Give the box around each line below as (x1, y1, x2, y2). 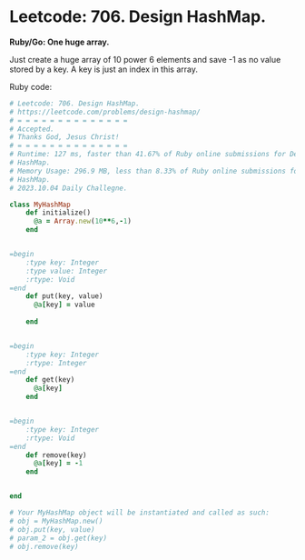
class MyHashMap (9, 200, 71, 209)
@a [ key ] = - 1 (33, 459, 84, 468)
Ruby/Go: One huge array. (9, 36, 110, 47)
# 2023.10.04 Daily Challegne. (9, 184, 128, 193)
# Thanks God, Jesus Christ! (9, 133, 120, 142)
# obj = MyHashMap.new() (9, 516, 103, 525)
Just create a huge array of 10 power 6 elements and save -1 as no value (9, 54, 281, 65)
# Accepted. (9, 125, 54, 134)
